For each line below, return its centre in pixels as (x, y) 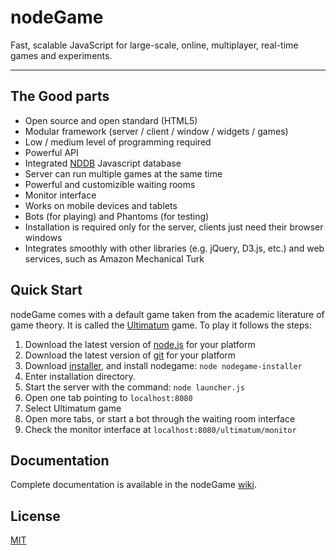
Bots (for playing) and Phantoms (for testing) (117, 216)
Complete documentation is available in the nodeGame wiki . (133, 485)
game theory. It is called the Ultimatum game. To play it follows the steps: (161, 325)
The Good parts (60, 96)
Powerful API (51, 152)
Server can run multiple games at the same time (123, 173)
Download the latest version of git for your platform (130, 355)
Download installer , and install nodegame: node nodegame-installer (163, 365)
